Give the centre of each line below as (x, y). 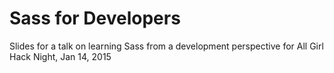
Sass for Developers (95, 18)
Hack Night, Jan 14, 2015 (60, 56)
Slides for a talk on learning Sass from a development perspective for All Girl (166, 46)
